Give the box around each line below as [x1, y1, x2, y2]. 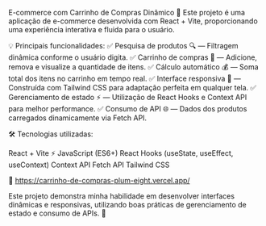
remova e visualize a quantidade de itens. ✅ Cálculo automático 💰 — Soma [8, 62, 260, 72]
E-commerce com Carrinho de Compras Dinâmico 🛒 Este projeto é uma [8, 8, 246, 17]
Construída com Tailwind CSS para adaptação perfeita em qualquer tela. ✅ [8, 83, 256, 92]
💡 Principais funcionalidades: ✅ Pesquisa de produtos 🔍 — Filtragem [8, 41, 239, 50]
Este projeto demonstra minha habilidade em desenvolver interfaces [8, 191, 235, 201]
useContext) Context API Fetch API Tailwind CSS [8, 160, 170, 169]
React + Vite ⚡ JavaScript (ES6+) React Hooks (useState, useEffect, [8, 149, 234, 157]
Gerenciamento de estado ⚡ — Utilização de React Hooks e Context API [8, 93, 247, 102]
